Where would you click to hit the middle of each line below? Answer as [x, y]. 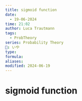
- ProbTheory [23, 38]
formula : [14, 57]
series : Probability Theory [34, 43]
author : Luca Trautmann [30, 29]
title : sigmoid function [31, 10]
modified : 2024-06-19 [28, 66]
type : [11, 52]
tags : [11, 33]
